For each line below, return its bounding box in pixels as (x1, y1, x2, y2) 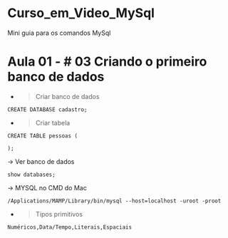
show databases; (7, 171, 56, 178)
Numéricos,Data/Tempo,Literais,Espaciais (7, 223, 133, 231)
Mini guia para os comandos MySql (7, 29, 111, 37)
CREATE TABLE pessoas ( (7, 132, 78, 140)
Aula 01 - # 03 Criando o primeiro (7, 53, 207, 70)
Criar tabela (35, 118, 71, 127)
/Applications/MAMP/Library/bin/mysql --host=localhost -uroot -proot (7, 197, 222, 205)
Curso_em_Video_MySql (7, 5, 155, 21)
